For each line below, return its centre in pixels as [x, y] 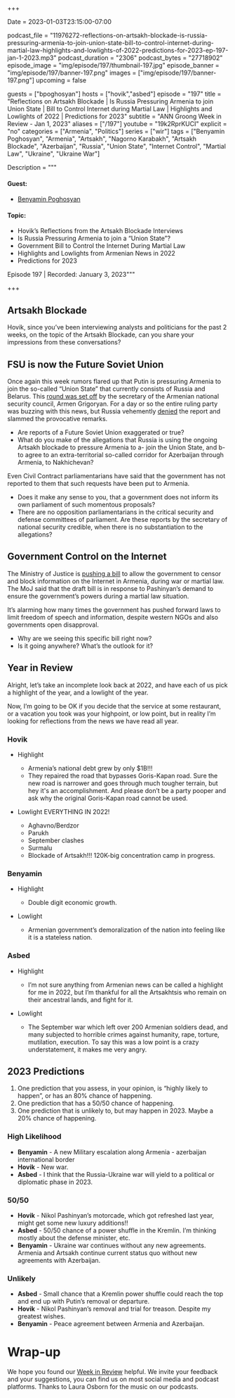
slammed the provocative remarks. [58, 419]
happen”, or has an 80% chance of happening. [85, 1096]
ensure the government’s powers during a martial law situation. [98, 596]
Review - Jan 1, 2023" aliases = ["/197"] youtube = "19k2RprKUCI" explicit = [117, 124]
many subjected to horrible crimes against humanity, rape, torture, [123, 1034]
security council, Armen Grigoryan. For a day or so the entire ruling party [113, 404]
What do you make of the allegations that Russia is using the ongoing [117, 440]
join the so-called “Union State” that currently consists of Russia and [106, 389]
